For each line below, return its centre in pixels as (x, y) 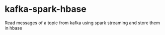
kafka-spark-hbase (45, 9)
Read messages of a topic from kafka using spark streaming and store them (82, 23)
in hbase (13, 28)
